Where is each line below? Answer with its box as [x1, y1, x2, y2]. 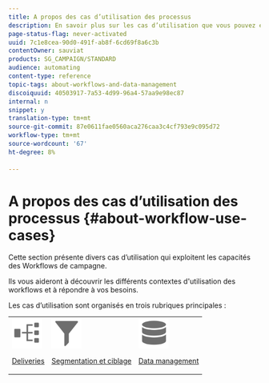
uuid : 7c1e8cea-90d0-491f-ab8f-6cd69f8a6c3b [8, 38, 159, 46]
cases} [8, 226, 56, 244]
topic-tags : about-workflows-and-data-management [8, 80, 178, 88]
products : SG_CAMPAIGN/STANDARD [8, 55, 116, 63]
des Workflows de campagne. [8, 261, 107, 271]
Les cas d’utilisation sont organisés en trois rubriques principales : [8, 300, 227, 310]
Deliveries [11, 357, 46, 366]
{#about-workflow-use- [82, 209, 247, 228]
